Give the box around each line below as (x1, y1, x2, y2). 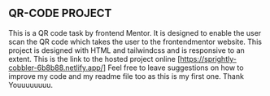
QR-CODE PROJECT (8, 7, 112, 20)
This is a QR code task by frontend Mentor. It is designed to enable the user (8, 28, 262, 37)
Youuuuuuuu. (8, 80, 54, 89)
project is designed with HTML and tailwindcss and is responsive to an (8, 45, 246, 55)
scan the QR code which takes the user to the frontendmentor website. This (8, 37, 263, 46)
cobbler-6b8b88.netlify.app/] (8, 63, 107, 72)
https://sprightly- (180, 54, 237, 63)
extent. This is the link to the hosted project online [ (8, 54, 181, 63)
